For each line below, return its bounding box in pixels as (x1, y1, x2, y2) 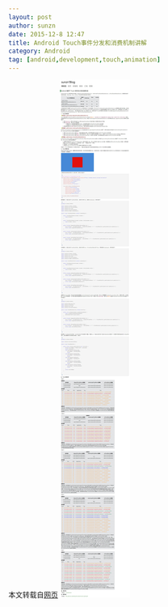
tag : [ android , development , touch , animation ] (8, 56, 161, 64)
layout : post (8, 13, 52, 21)
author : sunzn (8, 21, 57, 30)
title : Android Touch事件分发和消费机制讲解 (8, 39, 147, 47)
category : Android (8, 47, 70, 56)
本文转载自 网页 (8, 590, 58, 599)
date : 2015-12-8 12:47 (8, 30, 85, 38)
